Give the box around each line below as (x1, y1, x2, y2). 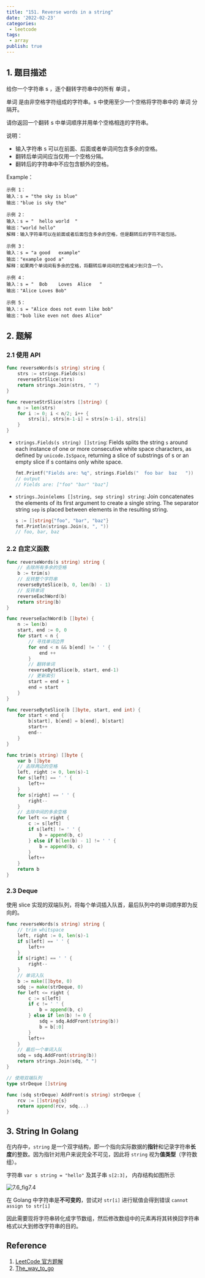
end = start (28, 684, 59, 690)
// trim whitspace (17, 927, 64, 933)
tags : (6, 32, 20, 38)
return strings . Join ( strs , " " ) (17, 382, 100, 388)
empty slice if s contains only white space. (15, 458, 123, 466)
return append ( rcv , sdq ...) (17, 1103, 89, 1109)
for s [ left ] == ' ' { (17, 775, 72, 781)
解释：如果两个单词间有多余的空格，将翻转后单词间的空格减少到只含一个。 (6, 262, 166, 269)
